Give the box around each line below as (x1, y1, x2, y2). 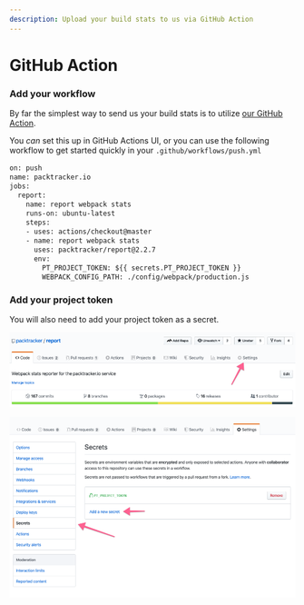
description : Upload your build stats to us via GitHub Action (9, 15, 254, 24)
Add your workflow (9, 87, 96, 100)
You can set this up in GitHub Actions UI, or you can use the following (9, 135, 270, 146)
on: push (9, 164, 43, 173)
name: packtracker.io (9, 173, 92, 182)
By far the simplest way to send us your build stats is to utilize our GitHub (9, 108, 283, 119)
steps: (25, 218, 51, 227)
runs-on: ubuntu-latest (25, 209, 116, 218)
